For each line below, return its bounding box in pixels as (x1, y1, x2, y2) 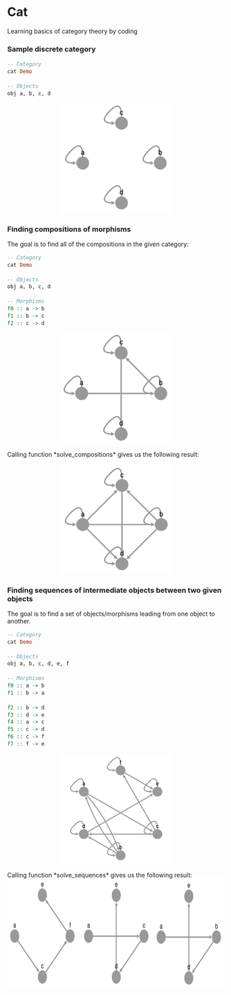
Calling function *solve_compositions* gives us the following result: (7, 450, 199, 458)
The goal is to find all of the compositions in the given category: (7, 240, 189, 248)
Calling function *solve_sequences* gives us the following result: (7, 871, 192, 879)
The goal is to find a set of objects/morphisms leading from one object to (7, 609, 216, 618)
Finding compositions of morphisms (7, 224, 131, 234)
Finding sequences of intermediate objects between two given (7, 585, 222, 595)
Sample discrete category (7, 44, 96, 54)
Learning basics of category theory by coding (7, 27, 138, 35)
